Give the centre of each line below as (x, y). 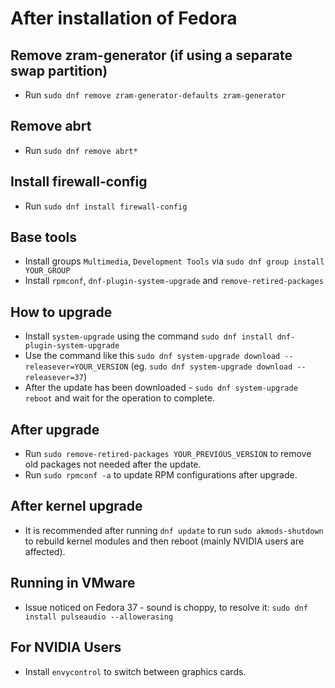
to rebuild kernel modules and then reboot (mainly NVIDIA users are (164, 541)
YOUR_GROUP (47, 271)
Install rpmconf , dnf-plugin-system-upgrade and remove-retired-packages (174, 281)
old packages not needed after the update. (113, 464)
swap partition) (59, 70)
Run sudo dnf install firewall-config (106, 206)
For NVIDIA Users (66, 647)
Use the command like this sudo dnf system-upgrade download (152, 356)
